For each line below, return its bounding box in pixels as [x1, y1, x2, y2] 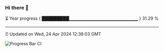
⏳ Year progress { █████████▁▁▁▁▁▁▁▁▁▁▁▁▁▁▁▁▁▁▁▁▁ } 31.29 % [5, 15, 159, 21]
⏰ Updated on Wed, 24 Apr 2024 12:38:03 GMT [5, 31, 102, 37]
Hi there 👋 [5, 4, 29, 11]
